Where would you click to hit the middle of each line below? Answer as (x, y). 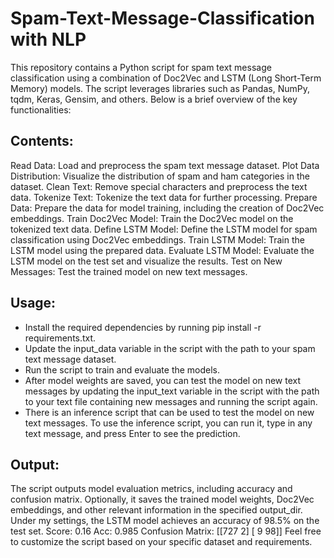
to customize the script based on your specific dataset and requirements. (161, 542)
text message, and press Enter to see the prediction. (132, 433)
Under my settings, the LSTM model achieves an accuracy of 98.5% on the (165, 521)
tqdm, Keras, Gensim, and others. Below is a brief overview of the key (154, 99)
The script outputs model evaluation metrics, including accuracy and (151, 489)
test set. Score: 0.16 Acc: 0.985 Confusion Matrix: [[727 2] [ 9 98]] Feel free (166, 531)
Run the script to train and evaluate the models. (122, 369)
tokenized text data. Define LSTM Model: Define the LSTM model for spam (164, 229)
